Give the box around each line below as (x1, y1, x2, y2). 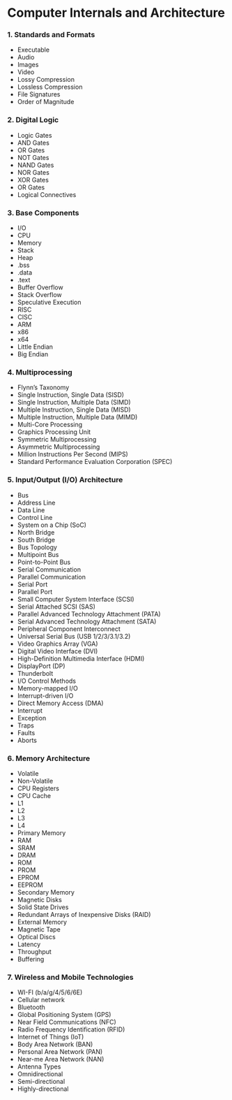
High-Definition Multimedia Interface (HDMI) (17, 654, 145, 663)
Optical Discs (17, 932, 56, 941)
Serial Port (17, 580, 48, 588)
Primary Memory (17, 828, 66, 837)
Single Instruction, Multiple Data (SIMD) (17, 398, 131, 407)
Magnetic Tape (17, 925, 61, 934)
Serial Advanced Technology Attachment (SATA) (17, 617, 157, 625)
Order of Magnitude (17, 98, 75, 106)
